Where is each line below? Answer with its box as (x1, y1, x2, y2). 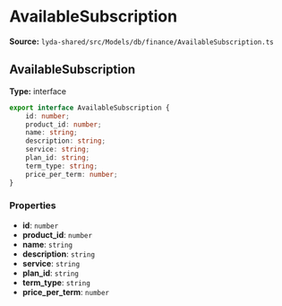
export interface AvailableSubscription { (9, 103, 170, 112)
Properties (9, 199, 56, 212)
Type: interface (9, 85, 67, 96)
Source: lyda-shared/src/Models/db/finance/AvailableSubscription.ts (9, 36, 275, 47)
